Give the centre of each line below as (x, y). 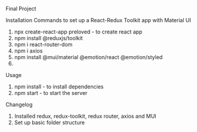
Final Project (21, 9)
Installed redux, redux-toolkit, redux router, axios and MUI (85, 116)
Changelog (19, 105)
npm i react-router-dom (43, 44)
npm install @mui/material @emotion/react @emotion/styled (88, 57)
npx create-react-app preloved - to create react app (78, 32)
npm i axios (28, 51)
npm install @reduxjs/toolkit (48, 38)
